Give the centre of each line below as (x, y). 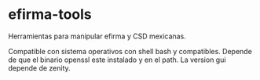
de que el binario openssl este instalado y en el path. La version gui (117, 60)
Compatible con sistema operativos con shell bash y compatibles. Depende (130, 51)
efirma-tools (50, 15)
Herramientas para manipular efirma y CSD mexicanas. (97, 36)
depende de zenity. (39, 67)
